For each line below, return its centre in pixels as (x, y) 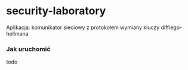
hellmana (17, 33)
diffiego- (172, 27)
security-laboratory (56, 11)
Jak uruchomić (28, 49)
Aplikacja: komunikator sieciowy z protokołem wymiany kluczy (83, 27)
